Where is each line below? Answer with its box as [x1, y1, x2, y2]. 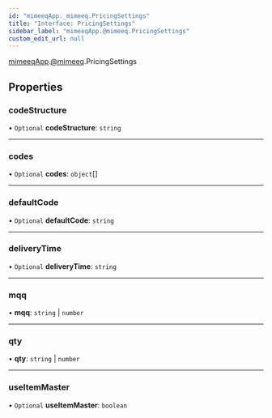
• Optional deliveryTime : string [8, 261, 117, 271]
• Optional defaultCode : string [8, 215, 115, 225]
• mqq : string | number [8, 308, 84, 318]
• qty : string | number [8, 354, 80, 364]
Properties [8, 80, 63, 94]
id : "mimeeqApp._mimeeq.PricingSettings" [8, 11, 151, 20]
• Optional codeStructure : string [8, 122, 121, 132]
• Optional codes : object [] [8, 169, 99, 179]
